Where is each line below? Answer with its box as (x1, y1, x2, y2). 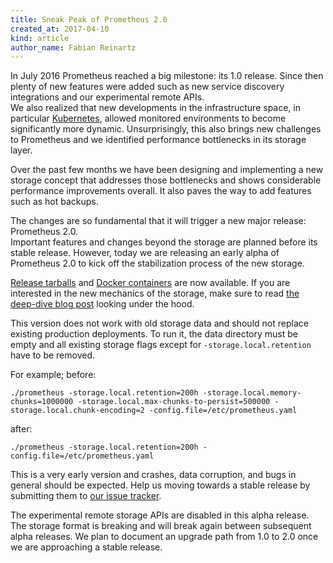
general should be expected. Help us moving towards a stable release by (10, 479, 311, 491)
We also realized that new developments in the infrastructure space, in (10, 102, 301, 114)
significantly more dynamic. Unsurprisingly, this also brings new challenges (10, 123, 322, 135)
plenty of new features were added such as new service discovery (10, 81, 285, 93)
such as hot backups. (10, 196, 99, 208)
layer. (10, 144, 33, 156)
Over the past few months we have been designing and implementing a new (10, 164, 324, 176)
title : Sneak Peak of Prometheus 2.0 (10, 14, 168, 25)
